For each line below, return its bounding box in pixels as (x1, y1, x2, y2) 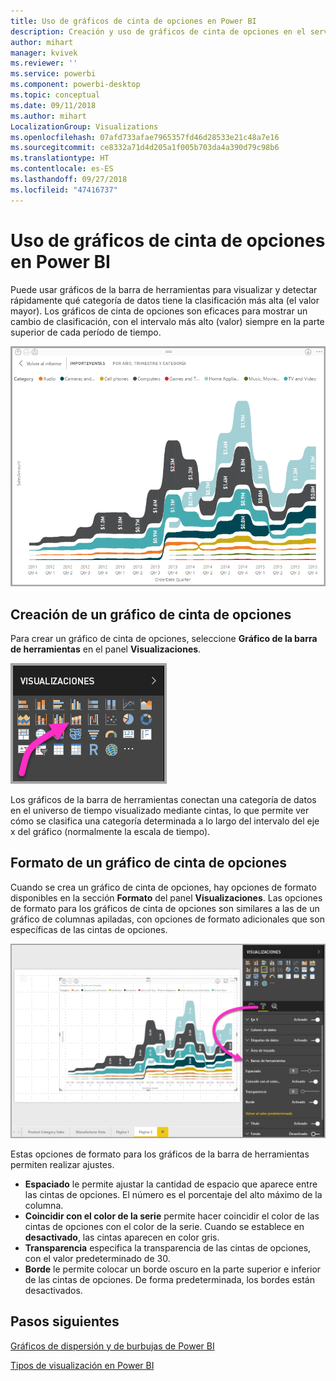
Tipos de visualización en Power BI (10, 1359, 155, 1371)
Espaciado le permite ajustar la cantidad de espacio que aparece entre (24, 1178, 318, 1190)
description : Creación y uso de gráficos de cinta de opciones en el (10, 26, 307, 37)
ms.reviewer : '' (10, 58, 78, 69)
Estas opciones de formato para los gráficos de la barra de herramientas (10, 1148, 310, 1160)
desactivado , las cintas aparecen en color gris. (24, 1231, 220, 1243)
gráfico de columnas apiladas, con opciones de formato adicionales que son (10, 913, 325, 925)
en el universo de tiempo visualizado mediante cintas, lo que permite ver (10, 805, 310, 817)
